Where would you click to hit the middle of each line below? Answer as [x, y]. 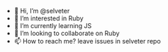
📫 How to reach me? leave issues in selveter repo [87, 41]
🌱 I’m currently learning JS [53, 26]
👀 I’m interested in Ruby [49, 18]
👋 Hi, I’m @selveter [42, 11]
